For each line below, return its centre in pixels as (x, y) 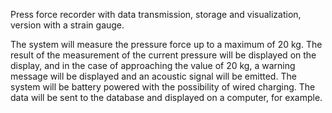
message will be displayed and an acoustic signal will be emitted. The (153, 76)
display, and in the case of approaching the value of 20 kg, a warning (153, 65)
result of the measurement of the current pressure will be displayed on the (163, 55)
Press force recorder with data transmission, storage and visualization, (156, 14)
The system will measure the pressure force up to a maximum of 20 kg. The (166, 44)
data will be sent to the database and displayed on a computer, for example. (166, 97)
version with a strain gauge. (67, 25)
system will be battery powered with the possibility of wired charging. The (163, 87)
